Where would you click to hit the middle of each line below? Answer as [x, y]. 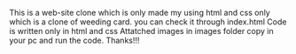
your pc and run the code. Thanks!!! [74, 40]
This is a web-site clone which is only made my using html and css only [140, 13]
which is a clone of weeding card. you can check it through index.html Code [148, 22]
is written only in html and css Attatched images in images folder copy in [142, 31]
